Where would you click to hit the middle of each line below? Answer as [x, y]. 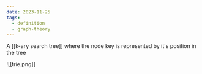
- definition [28, 23]
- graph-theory [31, 29]
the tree [16, 53]
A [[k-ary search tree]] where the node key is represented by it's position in [101, 46]
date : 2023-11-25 [28, 12]
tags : [13, 18]
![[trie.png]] [21, 64]
